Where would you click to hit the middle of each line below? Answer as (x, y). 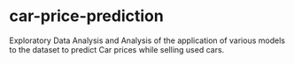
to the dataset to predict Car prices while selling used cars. (117, 49)
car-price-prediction (86, 16)
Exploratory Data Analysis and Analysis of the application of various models (147, 40)
